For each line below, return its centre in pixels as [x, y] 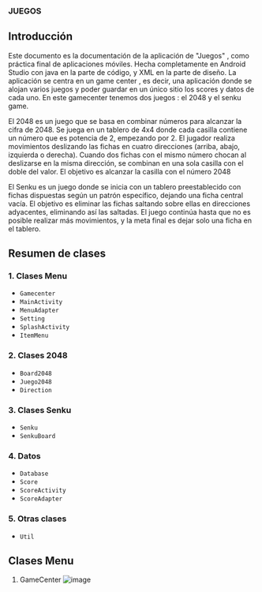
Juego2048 [36, 382]
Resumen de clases [57, 254]
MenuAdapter [39, 311]
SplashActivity [45, 328]
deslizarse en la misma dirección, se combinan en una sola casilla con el [126, 163]
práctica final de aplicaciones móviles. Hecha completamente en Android [127, 64]
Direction [36, 390]
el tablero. [24, 229]
